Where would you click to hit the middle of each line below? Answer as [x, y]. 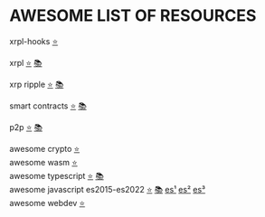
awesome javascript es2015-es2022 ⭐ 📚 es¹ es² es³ [108, 189]
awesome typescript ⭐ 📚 [57, 175]
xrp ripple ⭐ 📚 [37, 84]
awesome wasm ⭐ [44, 162]
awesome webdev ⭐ [47, 203]
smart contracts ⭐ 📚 [48, 106]
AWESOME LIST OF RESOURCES [133, 16]
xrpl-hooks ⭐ [34, 41]
